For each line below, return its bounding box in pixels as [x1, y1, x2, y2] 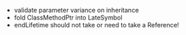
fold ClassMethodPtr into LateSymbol [13, 13, 123, 22]
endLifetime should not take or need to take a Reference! [13, 21, 180, 29]
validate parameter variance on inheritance [13, 6, 139, 14]
